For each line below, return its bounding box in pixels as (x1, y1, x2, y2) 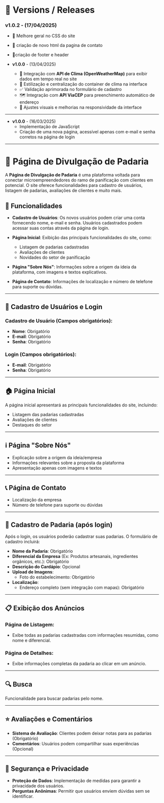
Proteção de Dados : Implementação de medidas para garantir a (12, 778, 141, 783)
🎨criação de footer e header (12, 52, 69, 58)
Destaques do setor (12, 422, 52, 428)
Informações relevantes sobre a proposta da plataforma (12, 460, 124, 466)
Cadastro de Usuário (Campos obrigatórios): (5, 317, 113, 324)
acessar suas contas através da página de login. (12, 225, 110, 231)
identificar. (12, 793, 34, 799)
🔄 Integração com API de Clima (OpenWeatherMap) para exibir (19, 71, 148, 77)
